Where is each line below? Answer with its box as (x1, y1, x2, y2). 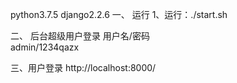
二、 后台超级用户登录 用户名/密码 (10, 30, 150, 42)
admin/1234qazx (10, 41, 80, 53)
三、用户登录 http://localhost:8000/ (10, 62, 157, 73)
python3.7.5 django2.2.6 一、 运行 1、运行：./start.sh (10, 9, 228, 20)
